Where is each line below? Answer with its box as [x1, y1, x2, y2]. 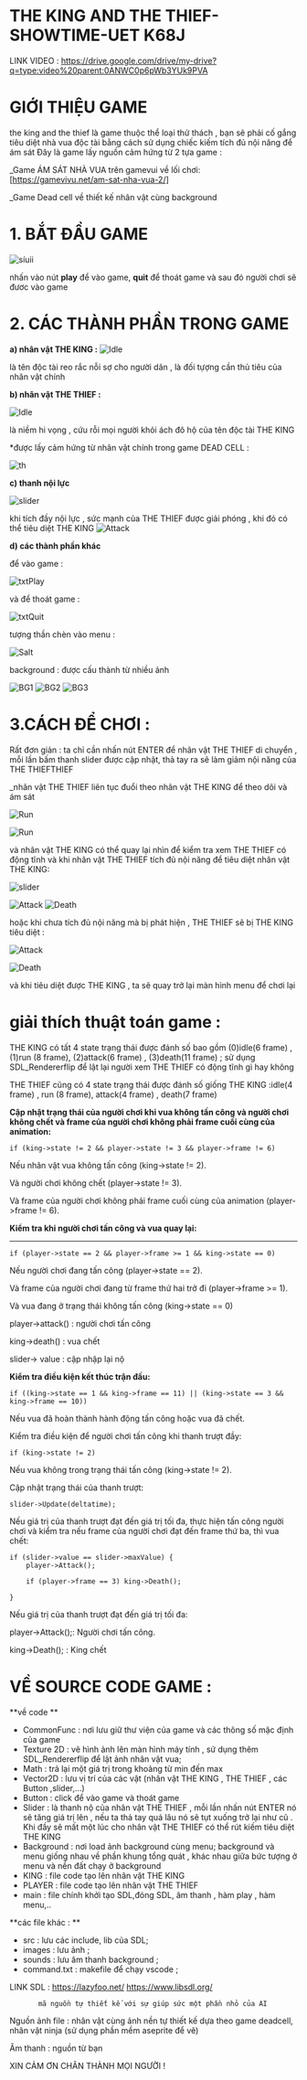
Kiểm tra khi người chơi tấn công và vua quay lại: [9, 1222, 197, 1233]
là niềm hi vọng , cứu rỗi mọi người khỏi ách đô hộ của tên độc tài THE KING [9, 424, 295, 435]
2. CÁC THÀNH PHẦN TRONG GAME [9, 314, 290, 334]
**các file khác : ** [9, 1916, 80, 1927]
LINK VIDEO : [9, 55, 59, 66]
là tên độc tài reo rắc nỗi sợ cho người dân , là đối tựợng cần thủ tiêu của [9, 361, 282, 372]
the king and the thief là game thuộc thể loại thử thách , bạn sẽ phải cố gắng [9, 127, 297, 138]
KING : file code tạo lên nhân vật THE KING [22, 1870, 185, 1881]
